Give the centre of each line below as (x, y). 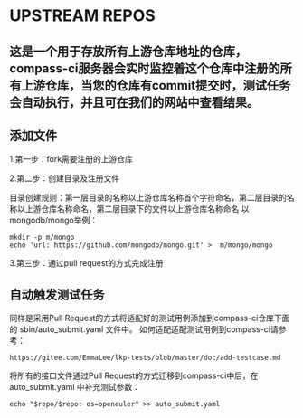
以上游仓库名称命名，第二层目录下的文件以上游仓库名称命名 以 (133, 209)
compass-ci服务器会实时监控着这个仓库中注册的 (145, 68)
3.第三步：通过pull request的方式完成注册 (87, 263)
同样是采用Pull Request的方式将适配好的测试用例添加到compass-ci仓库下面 (150, 318)
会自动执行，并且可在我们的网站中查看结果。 (134, 102)
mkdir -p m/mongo (42, 237)
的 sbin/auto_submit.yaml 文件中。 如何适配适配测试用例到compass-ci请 (144, 329)
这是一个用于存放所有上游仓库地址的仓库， (128, 51)
